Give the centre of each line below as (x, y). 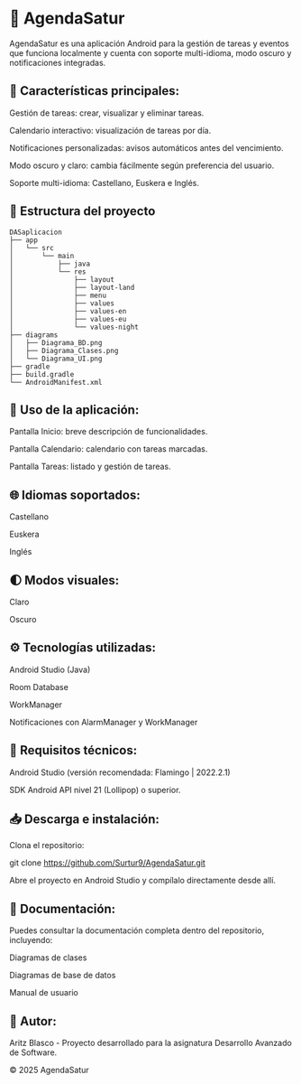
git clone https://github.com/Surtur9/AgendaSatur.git (107, 863)
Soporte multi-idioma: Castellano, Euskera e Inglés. (105, 182)
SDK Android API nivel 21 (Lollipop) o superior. (95, 790)
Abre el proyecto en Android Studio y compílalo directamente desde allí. (143, 881)
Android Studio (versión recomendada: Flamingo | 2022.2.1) (120, 772)
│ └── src (32, 248)
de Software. (33, 1052)
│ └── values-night (74, 327)
